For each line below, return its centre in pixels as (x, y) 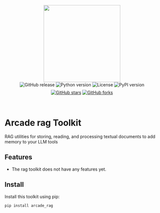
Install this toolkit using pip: (32, 196)
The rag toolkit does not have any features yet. (59, 169)
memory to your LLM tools (31, 142)
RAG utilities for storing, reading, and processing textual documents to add (80, 136)
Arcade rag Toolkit (43, 123)
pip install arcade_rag (29, 206)
